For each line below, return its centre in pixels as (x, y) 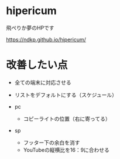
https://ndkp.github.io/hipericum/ (46, 39)
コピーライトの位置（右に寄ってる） (67, 119)
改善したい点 (37, 65)
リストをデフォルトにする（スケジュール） (66, 94)
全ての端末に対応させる (43, 82)
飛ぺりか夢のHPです (30, 28)
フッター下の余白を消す (52, 143)
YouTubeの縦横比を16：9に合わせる (66, 150)
